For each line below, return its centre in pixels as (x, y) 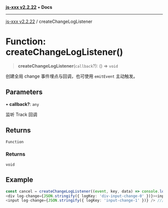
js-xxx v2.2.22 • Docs (29, 7)
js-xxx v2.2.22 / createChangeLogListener (49, 21)
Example (19, 180)
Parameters (24, 92)
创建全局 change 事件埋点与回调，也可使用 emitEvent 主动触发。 (72, 76)
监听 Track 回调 (21, 114)
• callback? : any (22, 104)
